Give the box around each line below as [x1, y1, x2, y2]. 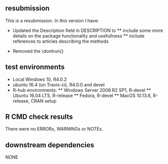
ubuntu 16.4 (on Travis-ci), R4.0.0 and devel [12, 81, 105, 88]
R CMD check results [5, 113, 73, 121]
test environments [5, 63, 65, 72]
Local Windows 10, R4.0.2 [12, 76, 67, 82]
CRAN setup [31, 97, 57, 104]
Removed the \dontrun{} [12, 48, 64, 54]
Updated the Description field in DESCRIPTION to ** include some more [12, 27, 163, 34]
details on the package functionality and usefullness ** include [12, 32, 145, 39]
